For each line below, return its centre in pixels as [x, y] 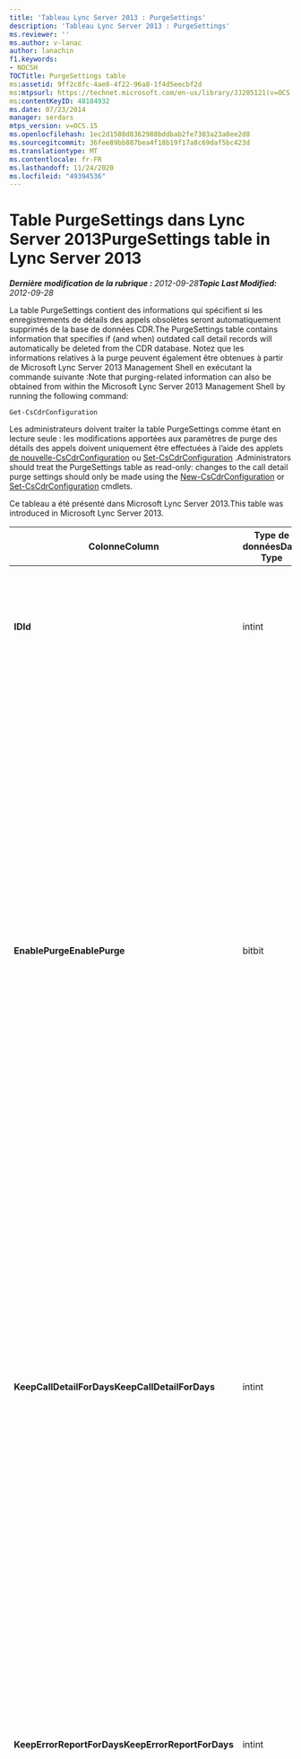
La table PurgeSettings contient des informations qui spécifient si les [136, 310]
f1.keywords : [34, 59]
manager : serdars [42, 118]
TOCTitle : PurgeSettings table [68, 76]
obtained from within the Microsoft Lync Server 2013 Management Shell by [147, 387]
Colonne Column [124, 546]
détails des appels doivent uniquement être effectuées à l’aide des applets [146, 448]
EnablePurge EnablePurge [69, 951]
